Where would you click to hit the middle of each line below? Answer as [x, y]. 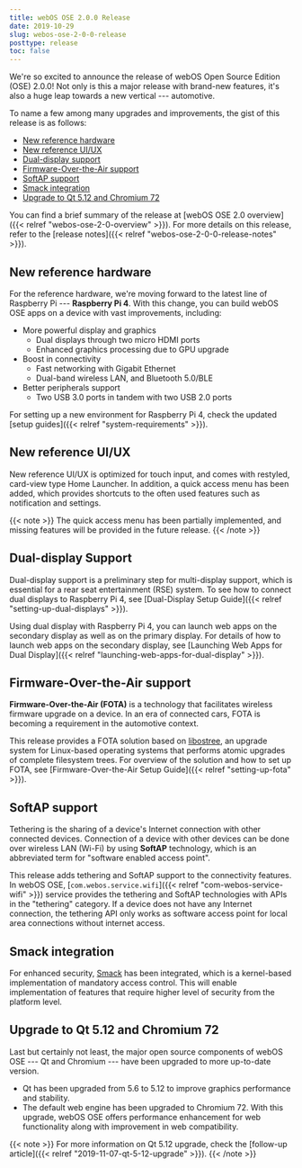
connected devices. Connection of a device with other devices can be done [150, 839]
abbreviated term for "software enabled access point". [110, 858]
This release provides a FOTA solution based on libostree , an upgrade [138, 741]
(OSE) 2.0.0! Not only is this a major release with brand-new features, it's [145, 86]
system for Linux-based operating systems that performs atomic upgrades [147, 750]
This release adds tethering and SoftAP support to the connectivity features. [151, 876]
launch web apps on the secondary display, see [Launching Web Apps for [146, 645]
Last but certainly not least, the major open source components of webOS [146, 1051]
